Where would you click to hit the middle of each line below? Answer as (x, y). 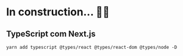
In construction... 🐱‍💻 (58, 12)
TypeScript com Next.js (51, 34)
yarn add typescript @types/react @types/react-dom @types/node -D (92, 47)
